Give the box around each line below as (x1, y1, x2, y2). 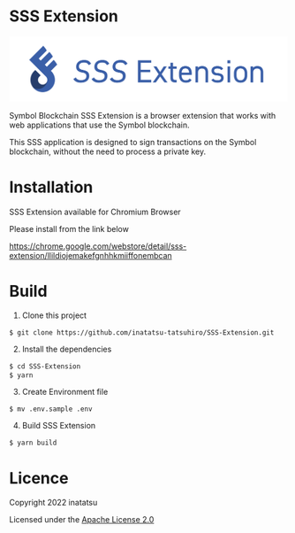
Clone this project (21, 310, 87, 321)
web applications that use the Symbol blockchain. (9, 120, 190, 130)
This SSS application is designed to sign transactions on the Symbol (9, 136, 257, 147)
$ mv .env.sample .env (9, 405, 93, 413)
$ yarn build (9, 438, 57, 448)
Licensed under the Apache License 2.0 (9, 514, 155, 525)
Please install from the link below (9, 223, 130, 234)
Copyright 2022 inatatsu (9, 498, 98, 508)
